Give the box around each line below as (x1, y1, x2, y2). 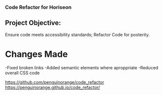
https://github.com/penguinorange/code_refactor (5, 79, 104, 85)
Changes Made (5, 48, 68, 60)
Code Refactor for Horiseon (5, 4, 72, 11)
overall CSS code (5, 70, 40, 76)
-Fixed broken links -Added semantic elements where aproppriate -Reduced (5, 64, 159, 70)
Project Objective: (5, 19, 61, 27)
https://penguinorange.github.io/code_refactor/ (5, 84, 100, 90)
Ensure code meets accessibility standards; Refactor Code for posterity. (5, 32, 150, 37)
